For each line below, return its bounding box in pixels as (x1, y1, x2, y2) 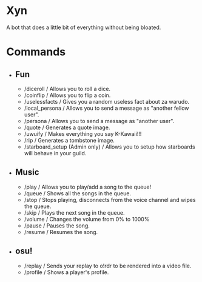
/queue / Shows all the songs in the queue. (24, 189, 132, 197)
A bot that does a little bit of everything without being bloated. (6, 24, 161, 31)
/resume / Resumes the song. (24, 228, 98, 235)
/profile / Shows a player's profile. (24, 268, 109, 276)
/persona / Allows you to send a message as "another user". (24, 117, 175, 124)
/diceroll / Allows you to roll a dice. (24, 85, 111, 92)
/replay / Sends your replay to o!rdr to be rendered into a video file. (24, 262, 192, 269)
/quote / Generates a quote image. (24, 124, 110, 131)
